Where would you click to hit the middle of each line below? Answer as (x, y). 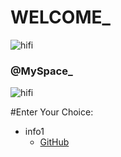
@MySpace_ (41, 71)
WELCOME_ (60, 17)
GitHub (54, 142)
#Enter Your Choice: (52, 112)
